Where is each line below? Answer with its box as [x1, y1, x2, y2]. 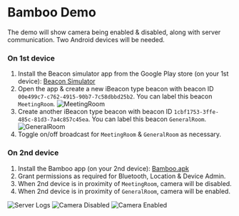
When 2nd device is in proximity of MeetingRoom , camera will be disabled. [17, 179, 232, 187]
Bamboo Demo [7, 4, 96, 21]
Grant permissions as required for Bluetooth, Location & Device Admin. [17, 172, 226, 180]
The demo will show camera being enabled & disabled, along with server [7, 28, 221, 36]
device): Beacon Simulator [17, 77, 96, 86]
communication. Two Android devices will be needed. [7, 35, 166, 43]
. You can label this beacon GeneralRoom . [88, 115, 207, 123]
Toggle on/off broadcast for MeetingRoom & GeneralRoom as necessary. [17, 130, 222, 139]
